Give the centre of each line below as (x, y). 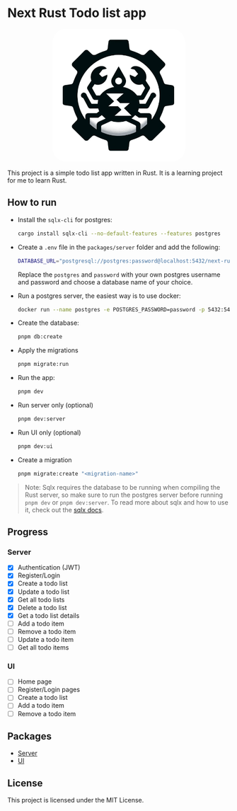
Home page (35, 681)
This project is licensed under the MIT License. (76, 800)
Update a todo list (44, 592)
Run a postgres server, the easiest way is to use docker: (99, 296)
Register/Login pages (48, 690)
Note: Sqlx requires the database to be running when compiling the (122, 487)
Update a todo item (46, 639)
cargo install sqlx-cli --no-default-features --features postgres (119, 234)
